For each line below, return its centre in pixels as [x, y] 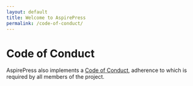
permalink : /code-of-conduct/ [45, 23]
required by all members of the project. [56, 77]
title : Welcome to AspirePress [46, 18]
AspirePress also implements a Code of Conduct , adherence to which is [97, 70]
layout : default [27, 12]
